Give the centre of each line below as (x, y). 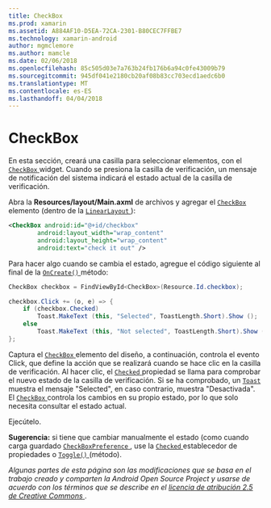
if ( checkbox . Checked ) (61, 309)
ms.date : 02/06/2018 (43, 61)
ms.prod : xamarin (38, 23)
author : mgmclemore (41, 46)
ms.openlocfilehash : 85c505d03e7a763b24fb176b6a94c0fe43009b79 (117, 69)
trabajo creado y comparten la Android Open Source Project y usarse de (129, 478)
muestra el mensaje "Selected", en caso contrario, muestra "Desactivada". (132, 388)
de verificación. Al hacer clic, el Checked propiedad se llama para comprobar (135, 372)
